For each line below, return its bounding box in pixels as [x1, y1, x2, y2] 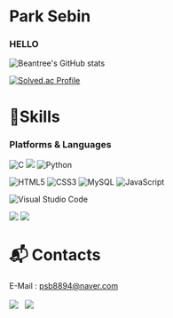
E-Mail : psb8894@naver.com [9, 280, 118, 290]
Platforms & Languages [9, 138, 112, 150]
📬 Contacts [9, 245, 101, 266]
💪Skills [9, 107, 60, 126]
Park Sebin [9, 6, 91, 27]
